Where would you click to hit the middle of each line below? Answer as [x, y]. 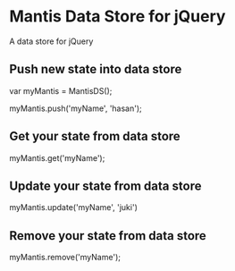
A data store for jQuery [51, 41]
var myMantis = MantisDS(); [61, 90]
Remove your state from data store [108, 236]
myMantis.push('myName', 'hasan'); [76, 108]
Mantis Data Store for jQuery [117, 17]
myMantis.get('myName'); [57, 157]
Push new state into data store [96, 69]
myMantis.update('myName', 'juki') [74, 207]
